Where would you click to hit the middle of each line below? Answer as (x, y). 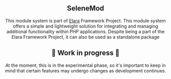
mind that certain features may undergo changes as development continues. (85, 70)
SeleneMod (85, 8)
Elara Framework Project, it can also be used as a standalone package (85, 37)
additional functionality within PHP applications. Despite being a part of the (85, 31)
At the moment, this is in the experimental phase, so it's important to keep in (85, 65)
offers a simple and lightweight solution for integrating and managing (85, 26)
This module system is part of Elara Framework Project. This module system (85, 20)
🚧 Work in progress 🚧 (85, 53)
